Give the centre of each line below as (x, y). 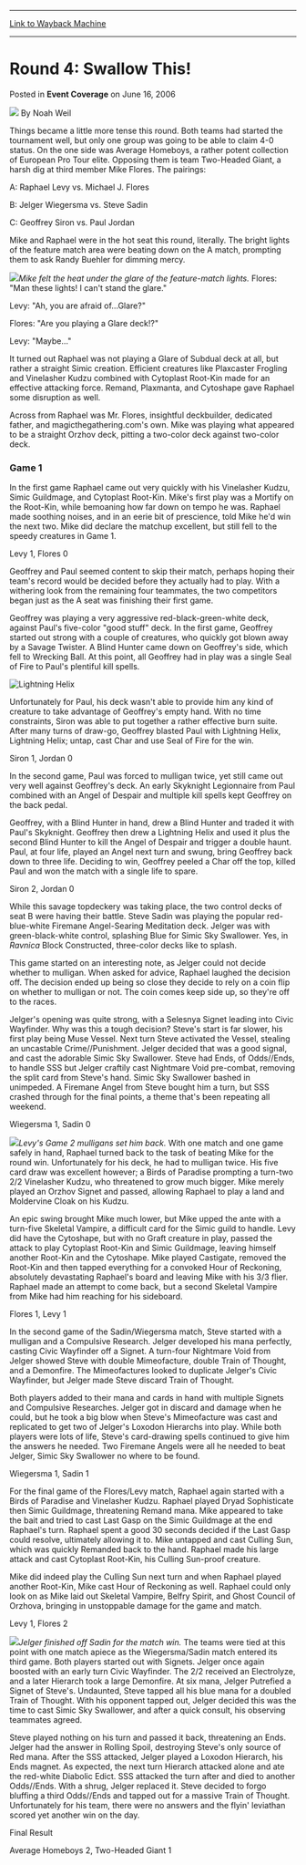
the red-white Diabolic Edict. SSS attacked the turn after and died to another (153, 1777)
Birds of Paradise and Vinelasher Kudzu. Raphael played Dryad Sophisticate (152, 1501)
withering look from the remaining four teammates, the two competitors (143, 591)
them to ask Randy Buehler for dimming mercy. (97, 259)
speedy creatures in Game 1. (63, 536)
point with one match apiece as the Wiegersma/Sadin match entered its (143, 1653)
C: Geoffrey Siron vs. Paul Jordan (72, 222)
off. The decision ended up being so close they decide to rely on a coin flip (150, 982)
